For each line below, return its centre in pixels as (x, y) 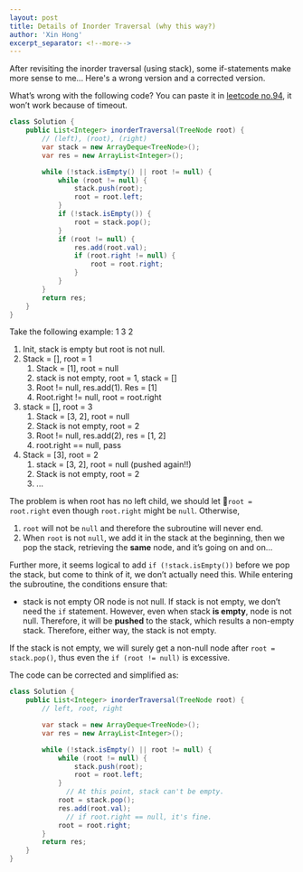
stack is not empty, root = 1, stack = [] (107, 378)
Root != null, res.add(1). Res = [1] (97, 388)
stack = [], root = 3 (57, 407)
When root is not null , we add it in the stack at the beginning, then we (153, 538)
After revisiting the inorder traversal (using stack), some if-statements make (151, 69)
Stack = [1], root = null (77, 369)
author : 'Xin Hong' (46, 34)
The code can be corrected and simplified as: (94, 675)
